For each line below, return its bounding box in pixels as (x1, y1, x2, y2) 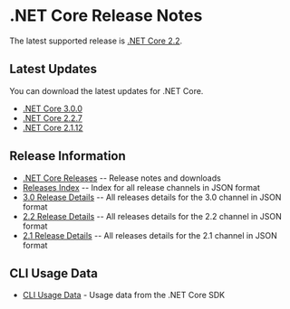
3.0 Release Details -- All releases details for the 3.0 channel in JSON (22, 192, 282, 202)
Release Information (9, 148, 127, 164)
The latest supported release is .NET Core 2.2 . (9, 35, 183, 46)
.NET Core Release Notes (9, 5, 203, 26)
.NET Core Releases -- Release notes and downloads (22, 173, 222, 183)
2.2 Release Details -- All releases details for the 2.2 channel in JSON (22, 211, 283, 221)
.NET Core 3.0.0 (22, 103, 83, 114)
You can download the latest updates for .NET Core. (9, 85, 204, 96)
